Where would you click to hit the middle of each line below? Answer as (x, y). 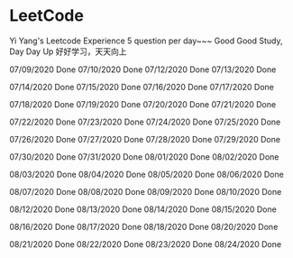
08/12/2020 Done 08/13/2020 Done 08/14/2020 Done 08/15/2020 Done (143, 209)
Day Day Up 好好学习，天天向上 (69, 51)
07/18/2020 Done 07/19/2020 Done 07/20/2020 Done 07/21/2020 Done (143, 104)
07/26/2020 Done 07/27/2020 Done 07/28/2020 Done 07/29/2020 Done (145, 139)
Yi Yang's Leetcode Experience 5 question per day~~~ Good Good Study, (146, 41)
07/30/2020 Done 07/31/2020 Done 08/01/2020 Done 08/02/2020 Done (144, 157)
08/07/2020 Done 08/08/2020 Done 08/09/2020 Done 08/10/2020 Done (146, 191)
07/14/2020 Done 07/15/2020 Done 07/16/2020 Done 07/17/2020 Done (142, 87)
